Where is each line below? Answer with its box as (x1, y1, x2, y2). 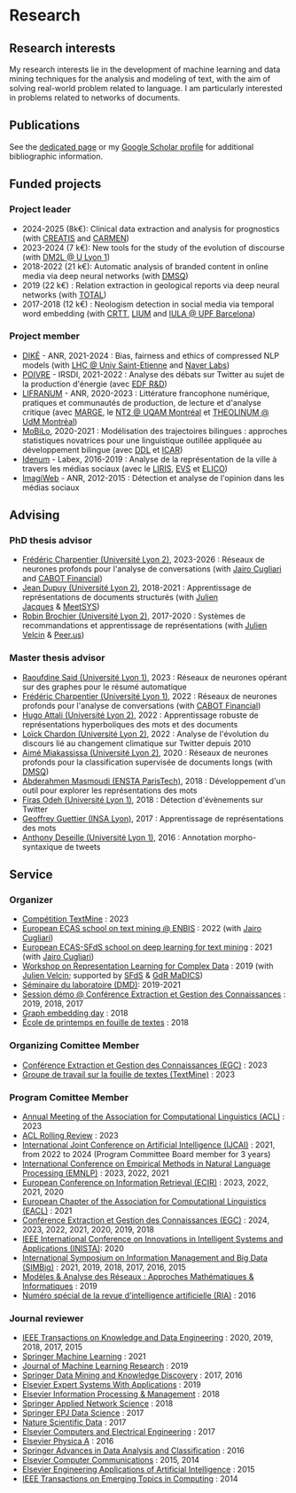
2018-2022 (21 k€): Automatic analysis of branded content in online (21, 260, 269, 271)
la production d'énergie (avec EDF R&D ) (21, 378, 168, 389)
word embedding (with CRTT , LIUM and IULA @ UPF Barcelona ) (21, 307, 256, 319)
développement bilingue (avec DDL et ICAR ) (21, 444, 183, 455)
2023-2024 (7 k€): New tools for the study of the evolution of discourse (21, 242, 285, 253)
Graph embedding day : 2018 (21, 1007, 129, 1019)
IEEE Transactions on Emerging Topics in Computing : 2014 (21, 1474, 238, 1484)
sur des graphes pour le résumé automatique (21, 681, 188, 692)
